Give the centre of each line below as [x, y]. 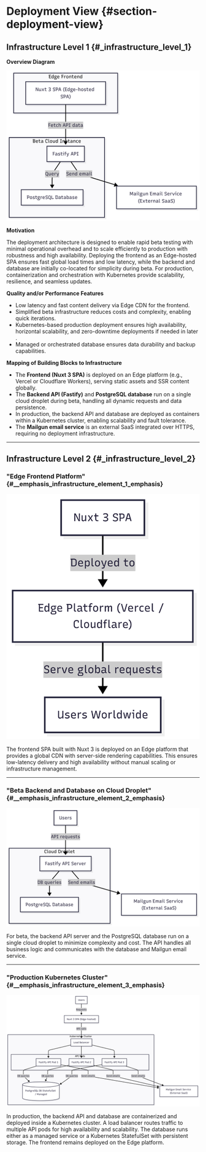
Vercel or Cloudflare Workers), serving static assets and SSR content [102, 382]
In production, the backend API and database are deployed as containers [107, 414]
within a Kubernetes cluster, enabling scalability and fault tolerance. [101, 421]
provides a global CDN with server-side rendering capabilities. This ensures [102, 755]
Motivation [21, 230]
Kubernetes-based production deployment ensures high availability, [101, 325]
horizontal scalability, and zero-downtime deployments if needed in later [106, 331]
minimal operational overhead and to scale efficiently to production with [97, 249]
